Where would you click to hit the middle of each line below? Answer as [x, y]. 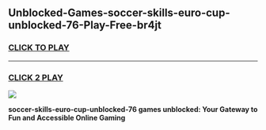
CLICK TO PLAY [39, 48]
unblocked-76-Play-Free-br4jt [85, 26]
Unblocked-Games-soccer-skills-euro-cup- [119, 13]
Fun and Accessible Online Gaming [67, 117]
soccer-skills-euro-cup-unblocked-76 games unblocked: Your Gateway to [133, 109]
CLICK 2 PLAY [36, 77]
